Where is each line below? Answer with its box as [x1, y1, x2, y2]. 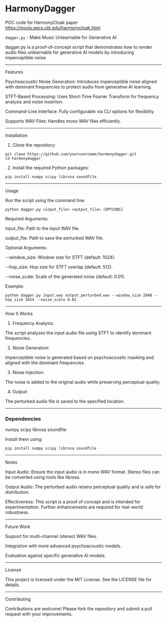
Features [5, 69, 23, 75]
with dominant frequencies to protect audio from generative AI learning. [5, 84, 152, 90]
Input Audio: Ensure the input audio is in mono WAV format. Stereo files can [5, 469, 160, 475]
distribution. [5, 489, 30, 495]
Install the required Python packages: [12, 165, 89, 171]
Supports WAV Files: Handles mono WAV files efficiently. [5, 118, 121, 124]
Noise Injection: [12, 369, 45, 375]
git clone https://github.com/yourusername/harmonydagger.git [5, 151, 137, 157]
